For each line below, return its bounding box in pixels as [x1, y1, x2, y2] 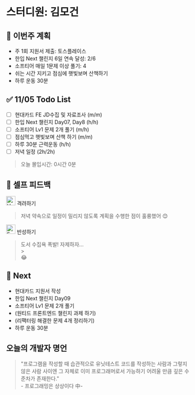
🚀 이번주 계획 [6, 31, 51, 41]
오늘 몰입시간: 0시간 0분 [20, 161, 77, 168]
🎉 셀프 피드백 [6, 180, 51, 190]
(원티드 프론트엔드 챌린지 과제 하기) [14, 309, 96, 316]
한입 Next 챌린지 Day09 [14, 294, 71, 302]
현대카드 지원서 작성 [14, 287, 61, 294]
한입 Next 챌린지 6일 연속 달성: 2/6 [14, 55, 96, 62]
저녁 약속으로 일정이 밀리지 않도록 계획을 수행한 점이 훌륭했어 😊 [20, 212, 168, 219]
